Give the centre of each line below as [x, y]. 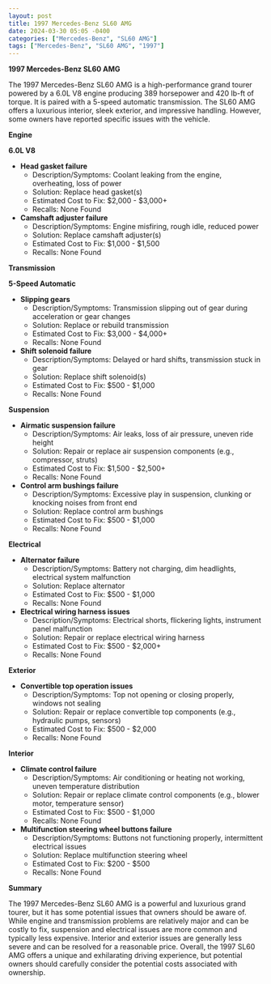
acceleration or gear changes [81, 317]
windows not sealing [66, 703]
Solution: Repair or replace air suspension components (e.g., [133, 451]
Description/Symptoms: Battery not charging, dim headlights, [134, 569]
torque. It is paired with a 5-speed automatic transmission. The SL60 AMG [132, 102]
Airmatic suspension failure [68, 425]
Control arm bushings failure [69, 486]
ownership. [27, 973]
